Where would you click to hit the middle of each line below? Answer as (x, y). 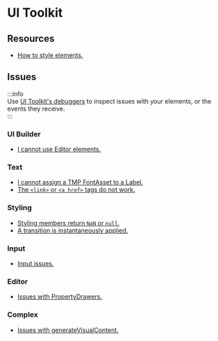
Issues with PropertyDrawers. (60, 296)
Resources (31, 39)
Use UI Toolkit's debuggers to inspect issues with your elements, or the (109, 101)
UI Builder (24, 134)
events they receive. (36, 109)
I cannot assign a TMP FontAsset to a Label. (80, 182)
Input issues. (35, 263)
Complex (23, 315)
